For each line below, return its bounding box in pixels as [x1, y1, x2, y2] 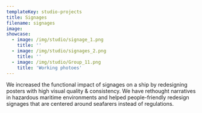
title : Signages [6, 14, 47, 20]
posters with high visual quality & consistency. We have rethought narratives [6, 88, 196, 95]
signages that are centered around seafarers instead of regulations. [6, 100, 174, 108]
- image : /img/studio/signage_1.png [11, 37, 104, 43]
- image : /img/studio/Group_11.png [11, 59, 101, 65]
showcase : [6, 31, 31, 37]
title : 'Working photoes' [17, 64, 83, 71]
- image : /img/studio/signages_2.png [11, 48, 107, 54]
